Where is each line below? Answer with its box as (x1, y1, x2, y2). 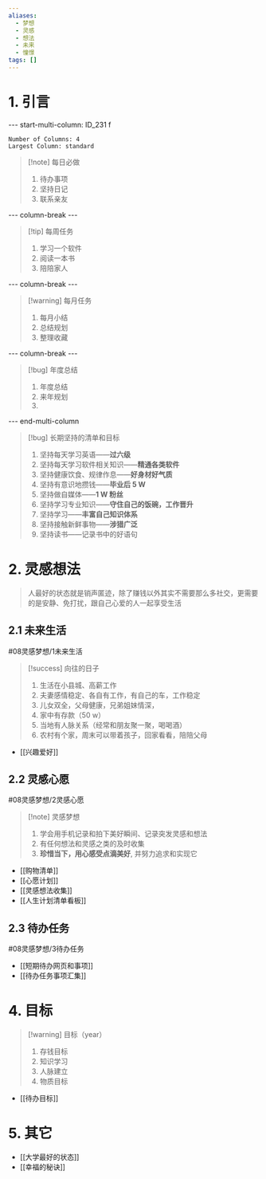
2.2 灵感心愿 (8, 772, 70, 786)
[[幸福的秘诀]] (19, 1162, 66, 1172)
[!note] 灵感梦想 (27, 812, 80, 822)
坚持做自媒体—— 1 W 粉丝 (39, 489, 123, 499)
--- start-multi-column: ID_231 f (8, 120, 111, 129)
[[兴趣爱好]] (19, 747, 59, 757)
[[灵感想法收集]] (19, 886, 73, 895)
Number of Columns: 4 (8, 135, 80, 143)
